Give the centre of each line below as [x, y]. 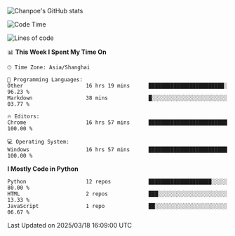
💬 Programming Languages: [45, 80]
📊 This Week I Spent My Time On [57, 52]
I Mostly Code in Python [43, 169]
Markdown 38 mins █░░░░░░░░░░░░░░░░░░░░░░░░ [117, 98]
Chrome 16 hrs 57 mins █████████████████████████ [117, 123]
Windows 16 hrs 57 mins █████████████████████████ [117, 150]
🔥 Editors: [23, 116]
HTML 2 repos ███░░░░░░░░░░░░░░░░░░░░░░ [117, 194]
